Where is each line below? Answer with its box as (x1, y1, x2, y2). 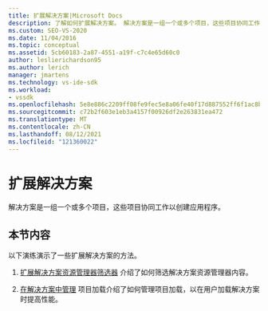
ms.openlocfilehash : (8, 100, 77, 108)
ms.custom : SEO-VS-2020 (8, 26, 88, 34)
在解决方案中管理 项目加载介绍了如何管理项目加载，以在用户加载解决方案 (19, 285, 260, 294)
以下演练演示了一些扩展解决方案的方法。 (8, 250, 141, 260)
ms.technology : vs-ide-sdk (8, 78, 98, 86)
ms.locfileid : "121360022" (8, 137, 98, 146)
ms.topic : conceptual (8, 41, 81, 49)
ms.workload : (8, 85, 52, 94)
